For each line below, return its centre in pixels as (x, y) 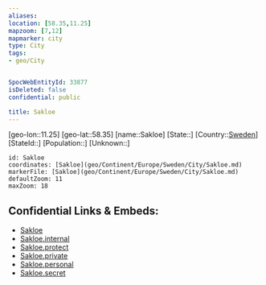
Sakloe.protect (44, 247)
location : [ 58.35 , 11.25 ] (50, 23)
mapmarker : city (35, 38)
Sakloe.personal (47, 264)
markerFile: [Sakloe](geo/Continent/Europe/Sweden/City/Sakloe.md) (124, 172)
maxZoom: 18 (28, 186)
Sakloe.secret (43, 273)
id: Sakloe (27, 158)
